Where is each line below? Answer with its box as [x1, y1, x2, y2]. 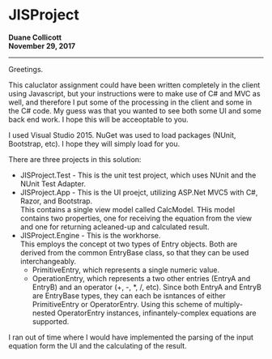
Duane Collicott [8, 32, 62, 42]
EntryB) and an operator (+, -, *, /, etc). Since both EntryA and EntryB [32, 282, 261, 292]
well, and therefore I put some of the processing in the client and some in [8, 97, 253, 107]
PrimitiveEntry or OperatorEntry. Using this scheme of [32, 299, 212, 309]
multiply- [213, 299, 243, 309]
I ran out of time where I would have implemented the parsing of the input [8, 332, 253, 342]
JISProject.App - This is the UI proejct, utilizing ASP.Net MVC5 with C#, [19, 187, 258, 197]
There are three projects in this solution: [8, 154, 142, 164]
